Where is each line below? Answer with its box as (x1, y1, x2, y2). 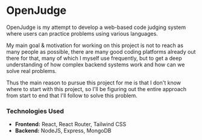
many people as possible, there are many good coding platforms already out (6, 48, 196, 55)
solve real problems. (6, 67, 57, 74)
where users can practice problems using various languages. (6, 30, 158, 37)
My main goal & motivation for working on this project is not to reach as (6, 42, 184, 49)
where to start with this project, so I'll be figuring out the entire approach (6, 85, 187, 92)
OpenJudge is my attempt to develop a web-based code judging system (6, 24, 186, 31)
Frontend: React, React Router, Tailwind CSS (14, 121, 127, 128)
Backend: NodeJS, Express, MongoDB (14, 127, 112, 135)
